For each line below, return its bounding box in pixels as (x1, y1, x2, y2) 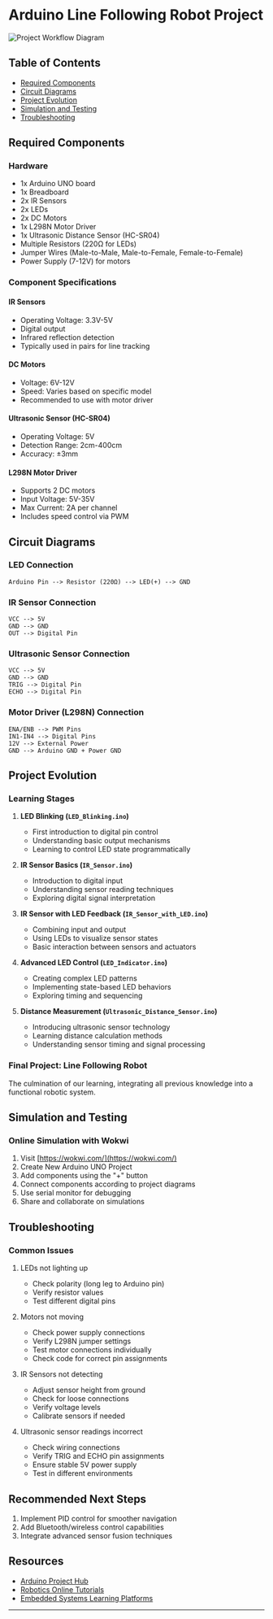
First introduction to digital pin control (32, 827, 158, 837)
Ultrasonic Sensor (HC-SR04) (8, 413, 111, 424)
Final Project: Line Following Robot (8, 1060, 148, 1071)
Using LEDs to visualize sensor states (32, 934, 158, 943)
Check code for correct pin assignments (32, 1354, 168, 1364)
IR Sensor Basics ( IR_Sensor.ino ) (19, 860, 132, 870)
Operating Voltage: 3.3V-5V (19, 315, 114, 324)
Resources (8, 1555, 64, 1569)
